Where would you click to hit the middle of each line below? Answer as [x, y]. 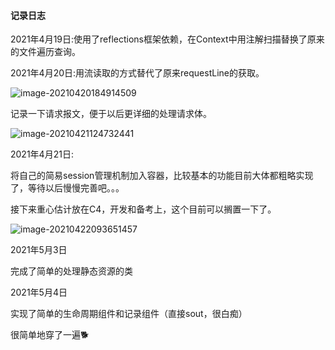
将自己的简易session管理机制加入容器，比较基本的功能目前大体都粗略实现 [162, 176]
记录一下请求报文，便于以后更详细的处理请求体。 [111, 114]
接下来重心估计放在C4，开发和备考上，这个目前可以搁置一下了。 [143, 209]
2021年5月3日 [39, 250]
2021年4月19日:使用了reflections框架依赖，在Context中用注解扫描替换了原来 [167, 39]
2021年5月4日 [39, 292]
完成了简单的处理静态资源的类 [71, 271]
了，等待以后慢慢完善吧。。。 [67, 188]
